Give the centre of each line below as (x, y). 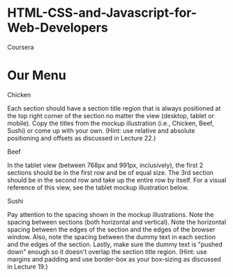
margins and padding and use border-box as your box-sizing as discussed (114, 259)
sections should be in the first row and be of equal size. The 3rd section (111, 172)
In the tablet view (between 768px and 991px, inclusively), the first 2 (105, 165)
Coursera (21, 47)
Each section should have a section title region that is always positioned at (114, 108)
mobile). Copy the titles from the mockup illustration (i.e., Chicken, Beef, (111, 123)
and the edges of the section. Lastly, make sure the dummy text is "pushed (115, 244)
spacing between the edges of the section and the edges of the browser (111, 229)
